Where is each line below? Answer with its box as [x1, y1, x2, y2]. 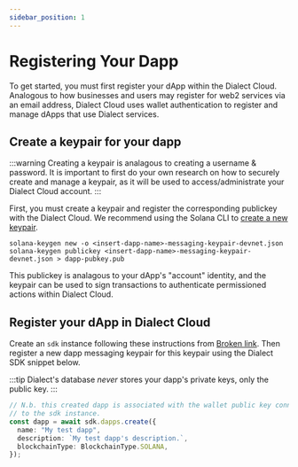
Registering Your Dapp [9, 51, 179, 71]
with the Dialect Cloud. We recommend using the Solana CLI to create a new [9, 213, 288, 223]
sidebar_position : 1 [9, 12, 86, 22]
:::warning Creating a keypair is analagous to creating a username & [9, 158, 257, 168]
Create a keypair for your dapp [9, 134, 182, 149]
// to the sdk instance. [9, 409, 101, 418]
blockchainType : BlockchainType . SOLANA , [17, 442, 169, 451]
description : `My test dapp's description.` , [17, 433, 189, 443]
